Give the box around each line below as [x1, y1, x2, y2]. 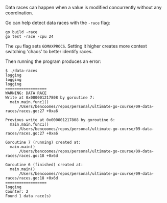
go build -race [5, 30, 38, 35]
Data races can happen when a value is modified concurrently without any [5, 5, 162, 10]
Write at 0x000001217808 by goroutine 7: [5, 95, 95, 100]
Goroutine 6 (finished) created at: [5, 162, 83, 167]
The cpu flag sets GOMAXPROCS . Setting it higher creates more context [5, 43, 147, 49]
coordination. [5, 10, 33, 16]
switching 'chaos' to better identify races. [5, 49, 93, 54]
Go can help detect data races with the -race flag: [5, 20, 111, 26]
